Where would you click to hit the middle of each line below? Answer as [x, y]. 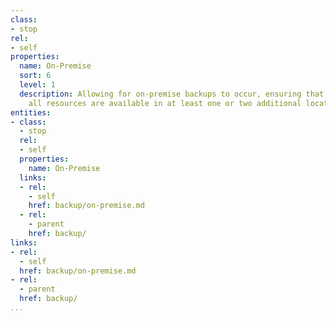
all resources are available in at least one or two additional [165, 103]
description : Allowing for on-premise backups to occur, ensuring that [172, 94]
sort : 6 [35, 76]
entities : [31, 112]
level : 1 [37, 85]
